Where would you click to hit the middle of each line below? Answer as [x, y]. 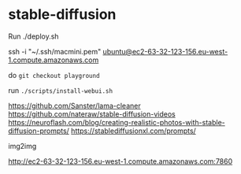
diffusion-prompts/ [39, 131]
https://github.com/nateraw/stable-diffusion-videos [92, 114]
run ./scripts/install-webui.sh [60, 90]
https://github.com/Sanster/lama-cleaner [74, 106]
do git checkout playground [54, 75]
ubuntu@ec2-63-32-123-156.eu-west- [165, 51]
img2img [22, 146]
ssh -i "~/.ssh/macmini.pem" [55, 51]
